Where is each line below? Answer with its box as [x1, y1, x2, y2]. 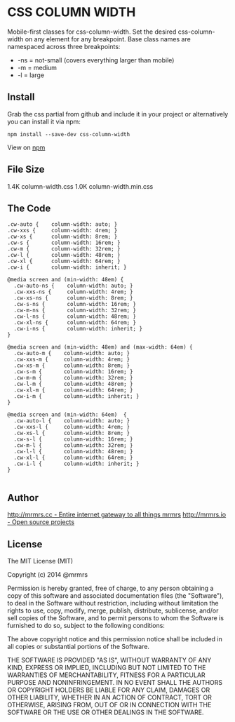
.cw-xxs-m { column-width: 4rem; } [13, 356, 130, 363]
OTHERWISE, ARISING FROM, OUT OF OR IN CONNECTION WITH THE [7, 701, 212, 709]
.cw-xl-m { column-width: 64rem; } [13, 387, 133, 394]
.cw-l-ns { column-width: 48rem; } [13, 313, 137, 320]
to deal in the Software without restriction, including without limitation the [7, 599, 219, 607]
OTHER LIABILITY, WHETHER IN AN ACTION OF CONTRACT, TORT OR [7, 693, 212, 702]
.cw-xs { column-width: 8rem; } [7, 233, 118, 241]
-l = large [17, 71, 44, 79]
